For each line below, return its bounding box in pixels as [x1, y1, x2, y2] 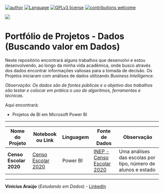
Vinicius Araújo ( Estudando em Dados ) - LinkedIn [5, 183, 106, 189]
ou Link [36, 136, 54, 143]
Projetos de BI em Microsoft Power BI [12, 111, 87, 117]
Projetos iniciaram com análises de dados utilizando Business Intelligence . [5, 73, 155, 78]
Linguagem [62, 134, 89, 140]
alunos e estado [119, 166, 156, 173]
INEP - [93, 148, 110, 155]
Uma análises [119, 148, 150, 155]
